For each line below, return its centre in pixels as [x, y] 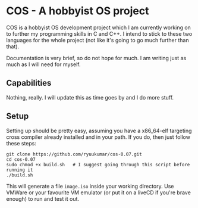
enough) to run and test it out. [43, 198]
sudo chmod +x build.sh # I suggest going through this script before [98, 164]
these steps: [21, 143]
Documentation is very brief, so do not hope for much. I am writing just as [96, 58]
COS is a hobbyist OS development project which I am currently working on [99, 27]
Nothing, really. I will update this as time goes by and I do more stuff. [90, 97]
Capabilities [29, 83]
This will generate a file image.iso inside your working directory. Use [90, 186]
